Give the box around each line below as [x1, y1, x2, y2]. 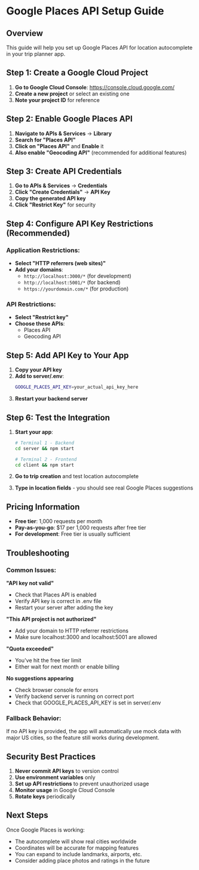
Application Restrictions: [6, 246, 81, 254]
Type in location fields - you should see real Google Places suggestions [14, 484, 194, 491]
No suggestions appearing [6, 674, 74, 682]
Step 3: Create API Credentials [6, 166, 123, 176]
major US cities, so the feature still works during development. [6, 734, 160, 742]
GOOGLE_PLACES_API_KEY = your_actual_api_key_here [14, 384, 139, 391]
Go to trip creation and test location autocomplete [14, 473, 139, 480]
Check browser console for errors [14, 686, 99, 694]
